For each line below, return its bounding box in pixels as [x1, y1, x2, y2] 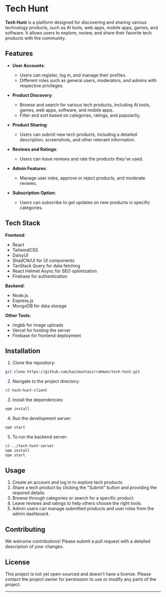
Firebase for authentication [12, 273, 68, 279]
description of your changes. [5, 544, 64, 550]
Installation [5, 346, 41, 355]
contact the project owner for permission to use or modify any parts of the [5, 576, 157, 582]
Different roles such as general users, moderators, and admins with [19, 77, 157, 83]
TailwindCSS [12, 247, 39, 253]
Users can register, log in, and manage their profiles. [19, 72, 127, 78]
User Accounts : [12, 62, 45, 68]
